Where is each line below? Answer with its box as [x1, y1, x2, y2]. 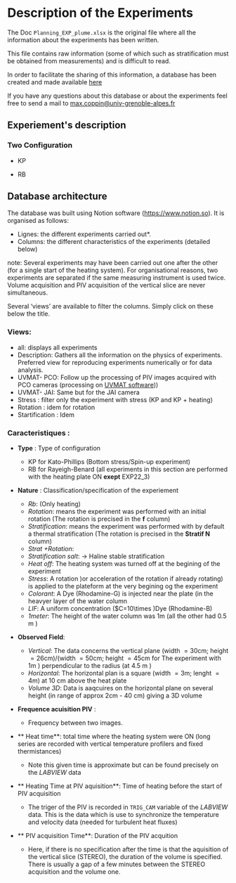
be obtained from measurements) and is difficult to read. [7, 56, 171, 65]
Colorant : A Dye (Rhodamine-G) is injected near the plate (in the [27, 589, 214, 598]
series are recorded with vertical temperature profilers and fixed [17, 740, 204, 748]
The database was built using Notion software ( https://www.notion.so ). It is [7, 209, 225, 217]
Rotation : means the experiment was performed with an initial [27, 508, 206, 516]
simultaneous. [7, 288, 48, 297]
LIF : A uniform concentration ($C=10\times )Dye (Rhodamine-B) [27, 605, 213, 613]
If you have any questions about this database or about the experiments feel [7, 91, 228, 100]
